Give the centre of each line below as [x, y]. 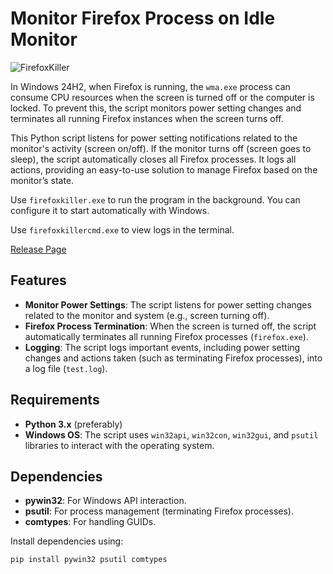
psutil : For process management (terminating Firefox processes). [159, 511]
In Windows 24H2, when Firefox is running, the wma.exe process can [150, 86]
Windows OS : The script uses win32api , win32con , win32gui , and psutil [171, 434]
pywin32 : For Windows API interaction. [105, 501]
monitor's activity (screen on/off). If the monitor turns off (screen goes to [161, 148]
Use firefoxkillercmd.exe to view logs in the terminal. [122, 229]
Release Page [38, 249]
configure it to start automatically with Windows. [110, 210]
